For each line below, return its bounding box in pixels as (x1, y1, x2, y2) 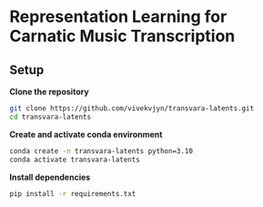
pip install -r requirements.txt (9, 189, 137, 198)
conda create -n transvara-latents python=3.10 (9, 146, 194, 156)
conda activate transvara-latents (9, 155, 141, 164)
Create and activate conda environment (9, 129, 163, 140)
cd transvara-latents (9, 112, 92, 121)
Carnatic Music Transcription (9, 26, 236, 47)
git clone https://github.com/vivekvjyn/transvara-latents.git (9, 104, 255, 113)
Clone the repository (9, 87, 89, 97)
